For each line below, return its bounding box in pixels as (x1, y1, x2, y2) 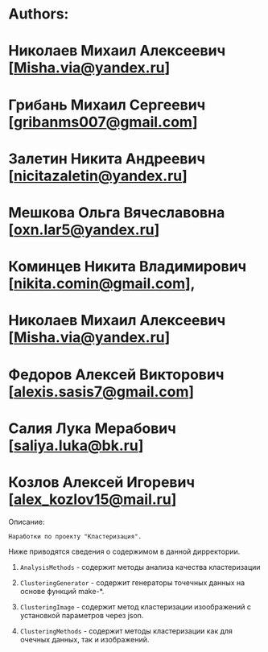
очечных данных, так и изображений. (19, 634, 150, 644)
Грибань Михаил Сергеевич (8, 96, 206, 113)
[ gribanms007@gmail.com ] (8, 113, 198, 131)
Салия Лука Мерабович (8, 419, 177, 437)
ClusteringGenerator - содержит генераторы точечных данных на (19, 577, 245, 588)
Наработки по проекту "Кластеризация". (8, 532, 142, 540)
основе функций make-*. (19, 586, 105, 596)
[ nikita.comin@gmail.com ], (8, 274, 196, 293)
